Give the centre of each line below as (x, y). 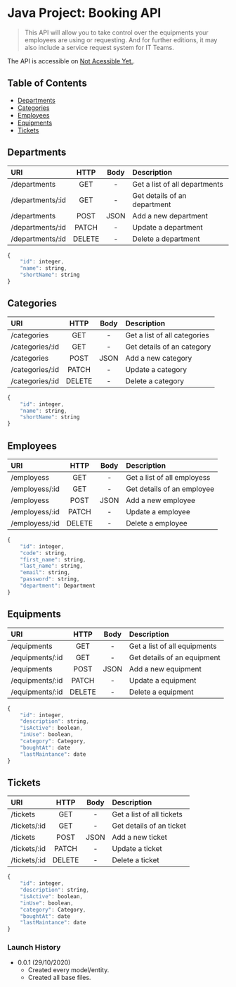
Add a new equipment (165, 669)
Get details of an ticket (149, 826)
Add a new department (170, 216)
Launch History (34, 948)
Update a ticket (137, 849)
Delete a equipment (161, 692)
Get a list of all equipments (173, 646)
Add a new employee (160, 500)
